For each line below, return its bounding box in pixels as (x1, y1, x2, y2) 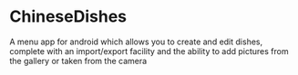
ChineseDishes (9, 6, 128, 27)
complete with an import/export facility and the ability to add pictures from (9, 45, 289, 56)
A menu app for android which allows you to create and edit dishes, (9, 36, 262, 47)
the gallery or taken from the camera (9, 55, 148, 66)
